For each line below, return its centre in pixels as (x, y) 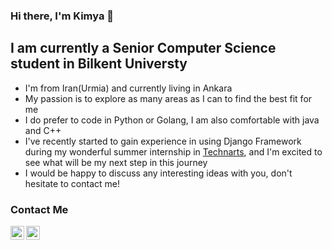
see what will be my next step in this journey (116, 162)
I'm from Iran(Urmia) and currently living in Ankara (128, 88)
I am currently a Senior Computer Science (143, 48)
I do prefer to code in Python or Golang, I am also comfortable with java (172, 120)
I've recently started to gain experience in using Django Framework (163, 141)
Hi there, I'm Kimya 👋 (62, 16)
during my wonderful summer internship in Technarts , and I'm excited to (173, 151)
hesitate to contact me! (72, 183)
